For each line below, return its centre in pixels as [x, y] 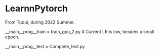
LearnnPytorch [37, 9]
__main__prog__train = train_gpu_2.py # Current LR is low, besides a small [79, 31]
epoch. [12, 37]
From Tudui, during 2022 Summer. [40, 22]
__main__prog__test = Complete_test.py [45, 46]
